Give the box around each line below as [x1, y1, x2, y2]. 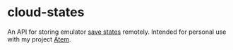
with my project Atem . [7, 35, 71, 43]
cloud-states [7, 4, 85, 20]
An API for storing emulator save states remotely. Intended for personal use [7, 27, 227, 36]
